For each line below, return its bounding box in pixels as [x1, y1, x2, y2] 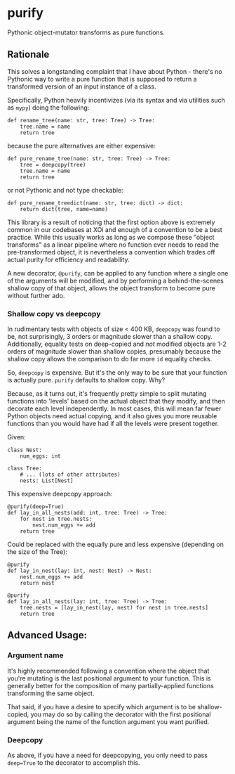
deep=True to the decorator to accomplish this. [7, 759, 140, 767]
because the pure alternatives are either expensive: [7, 141, 156, 150]
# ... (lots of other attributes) [20, 471, 121, 479]
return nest [20, 580, 55, 587]
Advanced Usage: [7, 629, 88, 641]
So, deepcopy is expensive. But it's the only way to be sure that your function [7, 368, 227, 377]
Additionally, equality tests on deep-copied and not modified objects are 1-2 [7, 340, 227, 349]
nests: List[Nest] [20, 477, 74, 484]
